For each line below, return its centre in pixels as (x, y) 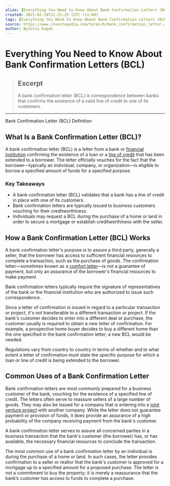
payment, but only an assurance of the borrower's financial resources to (80, 271)
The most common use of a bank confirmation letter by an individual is (79, 451)
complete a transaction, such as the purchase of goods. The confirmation (82, 261)
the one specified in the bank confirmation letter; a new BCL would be (78, 334)
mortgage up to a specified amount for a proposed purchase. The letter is (82, 467)
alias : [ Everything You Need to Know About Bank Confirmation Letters (81, 10)
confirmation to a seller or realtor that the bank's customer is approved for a (84, 462)
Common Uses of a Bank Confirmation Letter (77, 376)
